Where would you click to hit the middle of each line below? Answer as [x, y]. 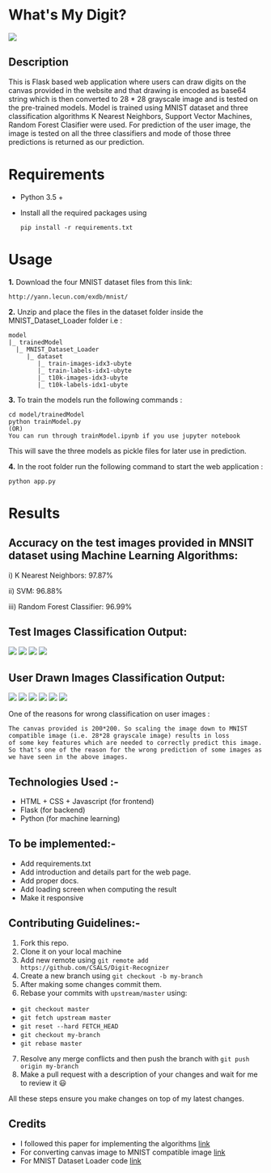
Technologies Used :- [64, 782]
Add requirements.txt [55, 863]
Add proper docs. [49, 880]
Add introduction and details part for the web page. [106, 872]
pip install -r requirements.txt [76, 227]
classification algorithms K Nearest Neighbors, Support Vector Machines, [130, 116]
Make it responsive [52, 898]
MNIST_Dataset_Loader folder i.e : [66, 320]
